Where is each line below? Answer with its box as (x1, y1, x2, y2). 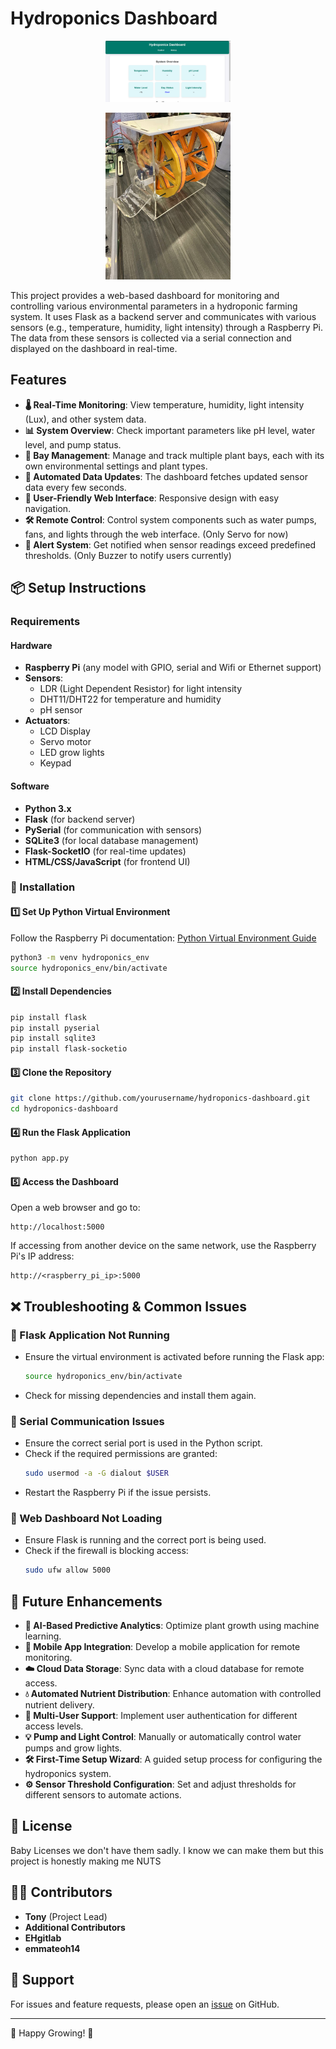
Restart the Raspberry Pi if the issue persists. (24, 1487, 212, 1499)
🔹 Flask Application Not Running (10, 1328, 170, 1342)
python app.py (10, 1153, 70, 1164)
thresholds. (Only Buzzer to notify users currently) (24, 549, 232, 561)
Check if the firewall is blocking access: (24, 1545, 189, 1557)
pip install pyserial (10, 1023, 101, 1033)
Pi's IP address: (10, 1250, 75, 1262)
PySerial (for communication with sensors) (24, 823, 203, 836)
